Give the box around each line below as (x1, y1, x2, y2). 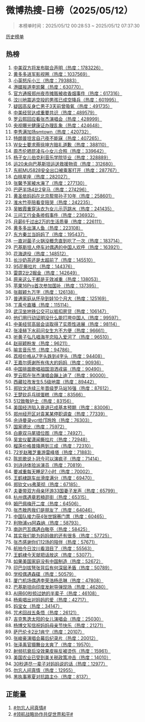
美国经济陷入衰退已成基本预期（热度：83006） (13, 404, 113, 410)
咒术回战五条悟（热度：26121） (13, 609, 79, 615)
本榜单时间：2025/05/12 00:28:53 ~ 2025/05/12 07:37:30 (18, 23, 140, 29)
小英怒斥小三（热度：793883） (13, 77, 79, 84)
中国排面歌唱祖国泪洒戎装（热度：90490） (13, 366, 104, 372)
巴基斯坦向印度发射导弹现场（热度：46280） (13, 584, 109, 590)
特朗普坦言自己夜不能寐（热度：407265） (13, 135, 102, 141)
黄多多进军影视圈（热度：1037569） (13, 71, 90, 77)
